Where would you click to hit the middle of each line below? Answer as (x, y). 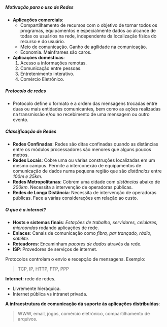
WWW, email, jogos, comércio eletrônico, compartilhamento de (84, 313)
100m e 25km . (27, 176)
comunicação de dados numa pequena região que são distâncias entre (87, 171)
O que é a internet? (26, 209)
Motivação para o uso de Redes (39, 7)
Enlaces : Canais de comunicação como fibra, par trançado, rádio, (82, 233)
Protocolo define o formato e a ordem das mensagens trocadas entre (85, 103)
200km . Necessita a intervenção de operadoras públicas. (73, 187)
